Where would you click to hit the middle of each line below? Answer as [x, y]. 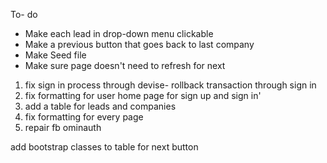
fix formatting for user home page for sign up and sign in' [143, 95]
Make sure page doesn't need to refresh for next [125, 65]
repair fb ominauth [63, 127]
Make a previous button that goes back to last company [139, 44]
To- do [24, 14]
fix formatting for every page [84, 117]
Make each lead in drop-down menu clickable [119, 33]
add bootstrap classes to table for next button [104, 147]
